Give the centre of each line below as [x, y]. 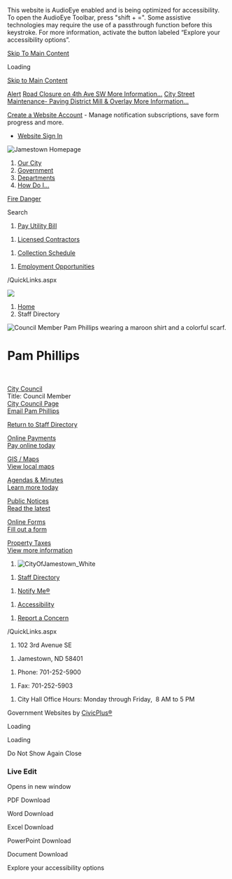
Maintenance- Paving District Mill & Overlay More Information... [98, 101]
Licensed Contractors [49, 239]
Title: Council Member [39, 396]
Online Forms [27, 522]
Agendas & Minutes [35, 480]
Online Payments [32, 438]
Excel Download [30, 827]
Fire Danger [24, 199]
